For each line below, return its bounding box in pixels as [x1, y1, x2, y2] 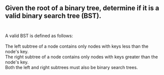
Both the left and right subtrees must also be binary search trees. [5, 64, 138, 70]
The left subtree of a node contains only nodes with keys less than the [5, 43, 149, 49]
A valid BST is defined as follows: [5, 32, 73, 39]
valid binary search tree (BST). [5, 12, 102, 20]
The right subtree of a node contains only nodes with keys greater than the [5, 54, 158, 60]
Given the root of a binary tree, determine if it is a [5, 4, 160, 12]
